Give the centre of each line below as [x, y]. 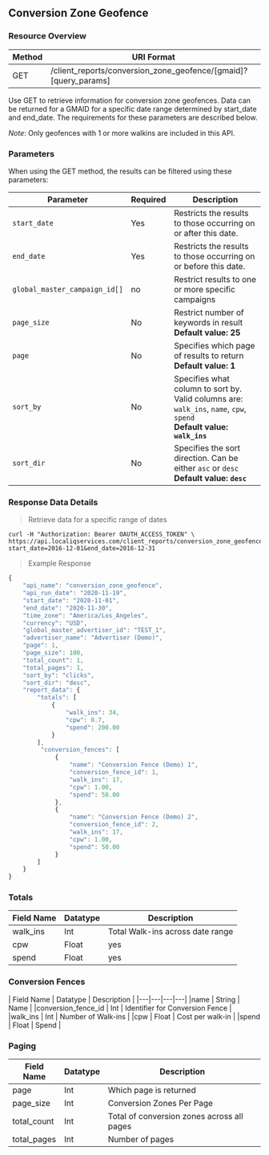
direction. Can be [206, 458]
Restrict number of [209, 312]
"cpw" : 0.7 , [85, 720]
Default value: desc [210, 478]
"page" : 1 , [41, 646]
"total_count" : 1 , [53, 660]
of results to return [209, 355]
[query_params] [80, 80]
